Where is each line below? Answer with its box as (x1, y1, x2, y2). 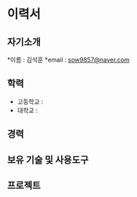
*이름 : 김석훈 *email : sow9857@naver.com (7, 56, 130, 64)
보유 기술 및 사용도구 (7, 153, 89, 166)
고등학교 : (17, 97, 43, 106)
